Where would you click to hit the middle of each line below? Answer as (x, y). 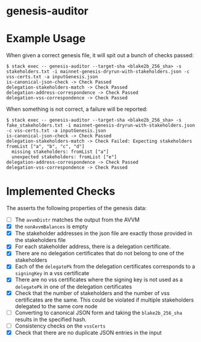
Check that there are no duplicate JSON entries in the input (88, 332)
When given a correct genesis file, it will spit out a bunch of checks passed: (100, 55)
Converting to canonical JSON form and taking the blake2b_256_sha (98, 312)
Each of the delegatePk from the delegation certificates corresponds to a (105, 267)
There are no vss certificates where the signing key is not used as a (99, 280)
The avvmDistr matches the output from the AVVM (77, 220)
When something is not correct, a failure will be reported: (77, 109)
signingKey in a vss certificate (52, 273)
